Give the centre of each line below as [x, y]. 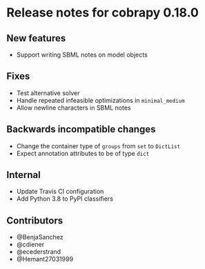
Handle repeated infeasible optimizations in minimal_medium [100, 100]
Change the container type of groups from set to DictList [98, 146]
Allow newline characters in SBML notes [74, 108]
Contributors [35, 220]
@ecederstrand [39, 252]
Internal [23, 175]
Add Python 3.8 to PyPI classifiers [65, 199]
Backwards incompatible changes [81, 129]
